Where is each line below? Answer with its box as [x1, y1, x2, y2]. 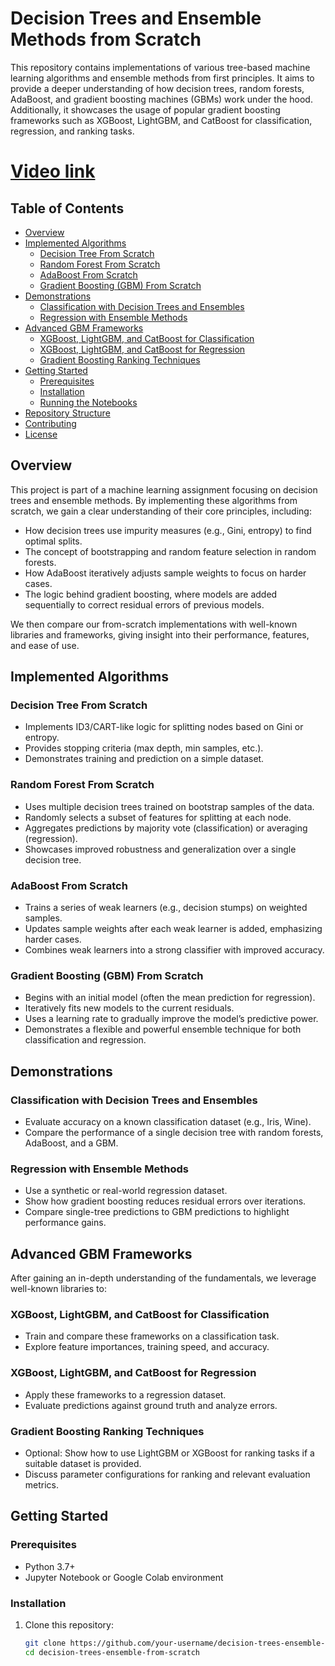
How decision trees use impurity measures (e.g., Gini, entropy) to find [24, 524, 312, 536]
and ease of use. [10, 639, 80, 651]
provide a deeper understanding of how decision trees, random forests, [10, 82, 305, 94]
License [24, 428, 58, 440]
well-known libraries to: [10, 1283, 107, 1295]
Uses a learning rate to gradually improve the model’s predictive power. [24, 1013, 319, 1025]
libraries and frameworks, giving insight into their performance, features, [10, 628, 310, 641]
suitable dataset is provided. [24, 1458, 142, 1470]
